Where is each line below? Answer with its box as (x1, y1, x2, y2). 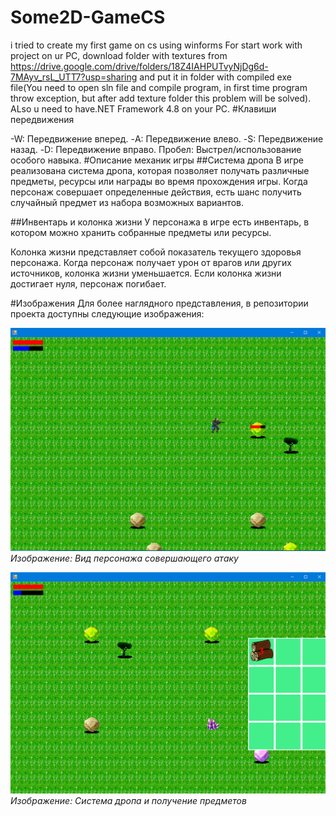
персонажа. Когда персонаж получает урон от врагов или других (10, 256, 292, 268)
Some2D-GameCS (10, 6, 166, 29)
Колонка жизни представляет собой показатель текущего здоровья (10, 246, 302, 258)
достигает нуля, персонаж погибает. (10, 277, 167, 290)
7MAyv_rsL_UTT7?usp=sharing (10, 71, 138, 83)
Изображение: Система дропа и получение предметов (10, 794, 247, 806)
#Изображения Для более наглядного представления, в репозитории (10, 297, 309, 309)
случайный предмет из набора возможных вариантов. (10, 196, 244, 208)
